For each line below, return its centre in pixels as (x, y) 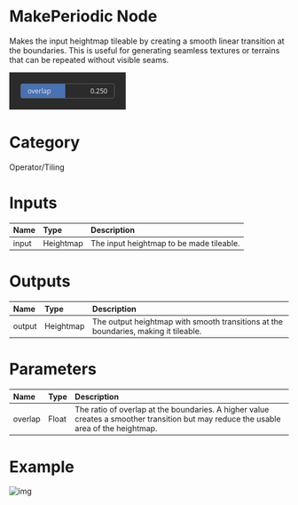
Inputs (33, 203)
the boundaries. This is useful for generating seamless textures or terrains (145, 50)
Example (42, 466)
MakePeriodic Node (83, 16)
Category (45, 143)
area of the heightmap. (116, 428)
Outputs (40, 281)
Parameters (53, 369)
